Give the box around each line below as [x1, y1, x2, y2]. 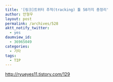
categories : [5, 44, 30, 49]
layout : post [5, 16, 32, 21]
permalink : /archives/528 [5, 21, 58, 26]
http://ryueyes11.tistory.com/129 [5, 71, 70, 77]
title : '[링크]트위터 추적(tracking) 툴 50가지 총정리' [5, 7, 109, 12]
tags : [5, 53, 16, 58]
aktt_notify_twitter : [5, 26, 50, 31]
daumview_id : [5, 35, 32, 40]
